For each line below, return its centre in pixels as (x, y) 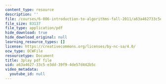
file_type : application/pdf (34, 28)
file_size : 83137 (23, 23)
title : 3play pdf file (28, 60)
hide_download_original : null (36, 38)
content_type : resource (30, 10)
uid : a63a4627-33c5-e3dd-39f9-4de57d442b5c (51, 65)
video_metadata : (22, 70)
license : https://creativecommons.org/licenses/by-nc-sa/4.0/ (70, 46)
